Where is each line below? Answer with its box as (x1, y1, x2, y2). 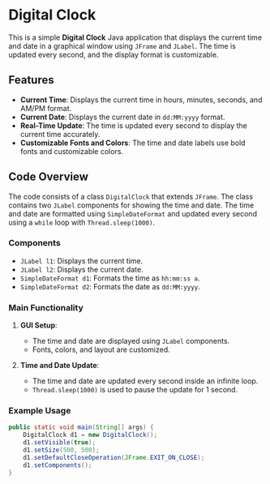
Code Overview (8, 170, 89, 184)
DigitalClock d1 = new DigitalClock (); (23, 431, 158, 439)
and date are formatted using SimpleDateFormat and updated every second (8, 208, 258, 218)
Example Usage (8, 405, 71, 417)
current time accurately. (19, 129, 101, 139)
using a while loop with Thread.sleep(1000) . (8, 217, 156, 227)
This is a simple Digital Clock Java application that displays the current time (8, 32, 262, 42)
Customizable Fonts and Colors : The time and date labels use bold (19, 138, 246, 148)
